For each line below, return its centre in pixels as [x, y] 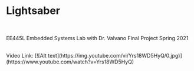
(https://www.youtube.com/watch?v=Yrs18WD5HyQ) [70, 62]
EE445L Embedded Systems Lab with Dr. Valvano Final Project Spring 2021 [97, 38]
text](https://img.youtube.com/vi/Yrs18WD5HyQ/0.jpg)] [115, 55]
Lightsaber [33, 11]
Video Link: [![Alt [27, 55]
